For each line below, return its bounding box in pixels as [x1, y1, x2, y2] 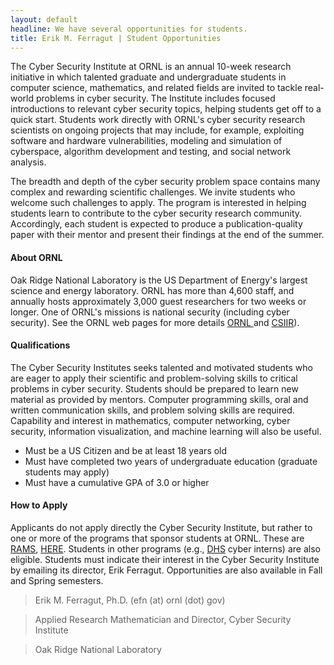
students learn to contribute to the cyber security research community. [10, 207, 303, 220]
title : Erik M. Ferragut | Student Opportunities [10, 33, 222, 43]
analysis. [10, 156, 47, 168]
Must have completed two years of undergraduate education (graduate [24, 455, 318, 467]
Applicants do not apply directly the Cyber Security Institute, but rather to [10, 521, 313, 533]
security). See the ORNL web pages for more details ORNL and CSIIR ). [10, 316, 300, 328]
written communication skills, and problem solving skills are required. [10, 404, 295, 416]
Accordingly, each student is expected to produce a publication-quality [10, 218, 303, 230]
